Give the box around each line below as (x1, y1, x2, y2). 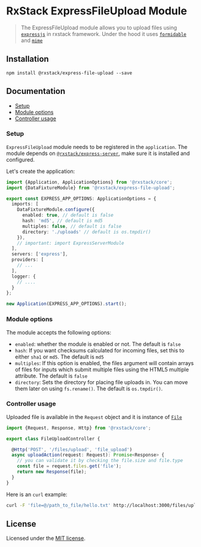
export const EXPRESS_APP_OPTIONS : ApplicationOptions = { (6, 196, 157, 202)
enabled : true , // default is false (22, 212, 114, 218)
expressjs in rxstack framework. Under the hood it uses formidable (20, 30, 187, 37)
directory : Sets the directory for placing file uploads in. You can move (14, 378, 188, 385)
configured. (6, 156, 35, 163)
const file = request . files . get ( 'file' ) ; (17, 463, 121, 469)
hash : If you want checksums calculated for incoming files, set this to (14, 347, 184, 354)
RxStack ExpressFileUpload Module (6, 4, 187, 18)
